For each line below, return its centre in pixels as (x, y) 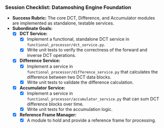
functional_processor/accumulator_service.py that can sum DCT (93, 99)
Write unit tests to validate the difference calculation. (80, 82)
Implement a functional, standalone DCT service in (78, 39)
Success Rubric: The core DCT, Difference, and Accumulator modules (83, 18)
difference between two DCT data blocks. (69, 77)
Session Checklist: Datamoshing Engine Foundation (68, 7)
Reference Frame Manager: (48, 115)
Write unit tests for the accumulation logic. (70, 109)
